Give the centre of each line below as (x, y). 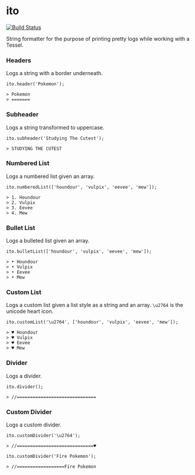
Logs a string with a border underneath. (55, 73)
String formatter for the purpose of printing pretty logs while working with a (98, 38)
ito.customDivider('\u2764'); (43, 436)
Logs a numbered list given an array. (51, 176)
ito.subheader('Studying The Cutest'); (55, 138)
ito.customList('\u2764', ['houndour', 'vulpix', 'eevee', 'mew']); (92, 322)
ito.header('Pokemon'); (35, 84)
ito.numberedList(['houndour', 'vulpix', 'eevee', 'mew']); (82, 187)
